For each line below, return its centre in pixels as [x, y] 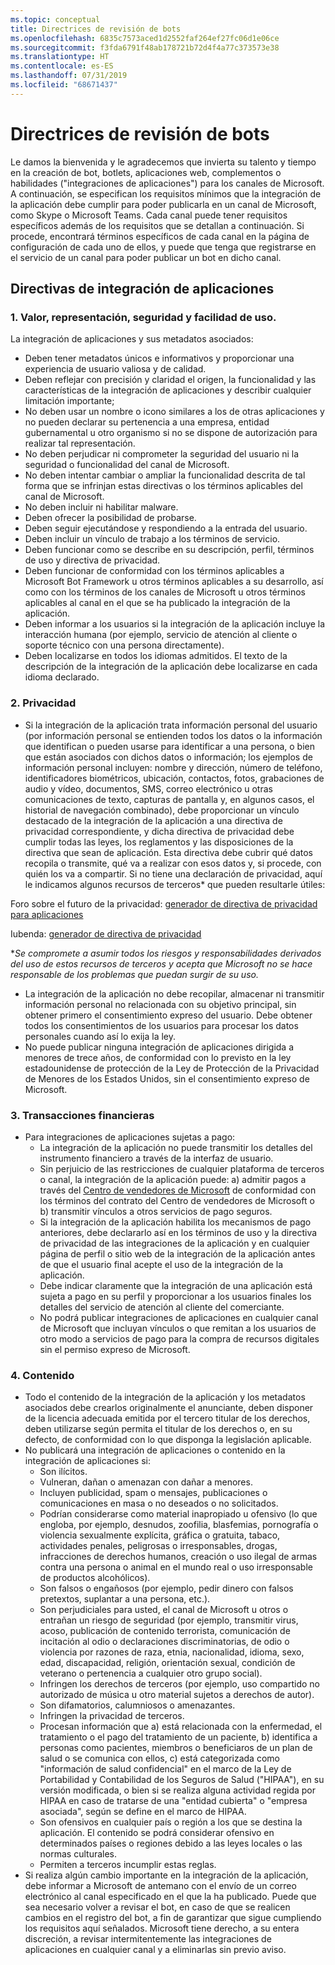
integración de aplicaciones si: [88, 1461]
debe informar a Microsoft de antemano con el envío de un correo [160, 1886]
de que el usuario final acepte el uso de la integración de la [161, 1264]
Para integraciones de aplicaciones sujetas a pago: [130, 1137]
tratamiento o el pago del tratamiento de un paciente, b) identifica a [178, 1737]
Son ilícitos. [63, 1472]
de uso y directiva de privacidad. [92, 560]
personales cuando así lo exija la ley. [100, 1036]
